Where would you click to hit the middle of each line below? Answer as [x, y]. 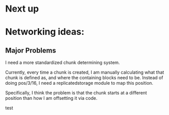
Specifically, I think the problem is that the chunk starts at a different [76, 93]
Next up [22, 9]
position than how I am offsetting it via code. [51, 98]
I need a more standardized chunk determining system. [63, 63]
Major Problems [31, 50]
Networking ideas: [45, 32]
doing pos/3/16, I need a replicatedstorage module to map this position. [79, 83]
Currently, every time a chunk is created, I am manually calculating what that [85, 72]
